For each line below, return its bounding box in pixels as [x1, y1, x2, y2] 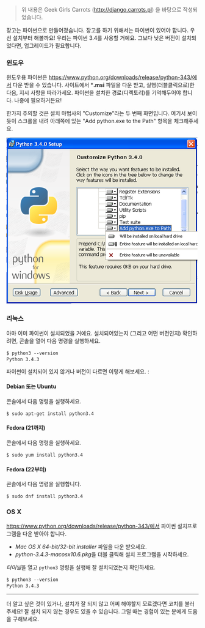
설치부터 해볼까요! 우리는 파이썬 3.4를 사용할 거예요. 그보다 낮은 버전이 [12, 34, 181, 42]
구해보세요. [12, 615, 40, 622]
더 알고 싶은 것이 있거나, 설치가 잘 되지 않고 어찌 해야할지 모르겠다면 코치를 [6, 600, 184, 607]
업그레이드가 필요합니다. [24, 42, 82, 49]
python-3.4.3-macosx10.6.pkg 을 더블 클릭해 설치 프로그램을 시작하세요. [15, 550, 189, 558]
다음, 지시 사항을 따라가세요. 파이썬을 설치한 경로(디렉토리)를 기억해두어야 [6, 89, 181, 97]
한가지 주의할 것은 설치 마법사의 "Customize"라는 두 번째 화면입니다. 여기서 [6, 110, 186, 117]
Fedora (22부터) [6, 465, 47, 473]
